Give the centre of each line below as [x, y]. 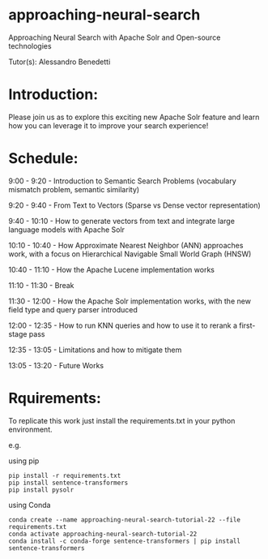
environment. [30, 429]
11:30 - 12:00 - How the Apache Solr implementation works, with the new [130, 301]
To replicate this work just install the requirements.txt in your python [122, 420]
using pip [24, 461]
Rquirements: [55, 398]
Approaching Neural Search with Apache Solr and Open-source [115, 37]
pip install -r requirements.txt [65, 475]
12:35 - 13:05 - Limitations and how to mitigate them [95, 350]
